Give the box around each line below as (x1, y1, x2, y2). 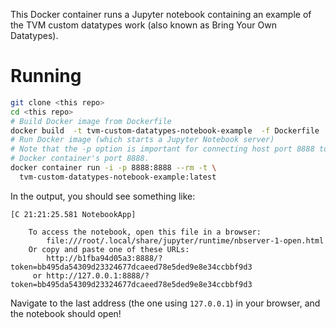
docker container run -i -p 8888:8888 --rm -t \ (10, 163, 217, 173)
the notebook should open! (10, 307, 122, 319)
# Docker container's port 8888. (10, 154, 150, 164)
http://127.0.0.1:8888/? (46, 270, 150, 281)
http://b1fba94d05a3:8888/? (46, 253, 163, 263)
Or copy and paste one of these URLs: (28, 244, 190, 254)
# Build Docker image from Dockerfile (10, 116, 172, 126)
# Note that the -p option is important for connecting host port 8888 (10, 144, 315, 154)
